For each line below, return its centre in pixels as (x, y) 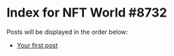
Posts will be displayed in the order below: (67, 32)
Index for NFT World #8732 (87, 13)
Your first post (37, 45)
